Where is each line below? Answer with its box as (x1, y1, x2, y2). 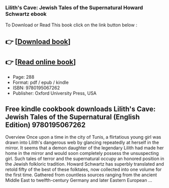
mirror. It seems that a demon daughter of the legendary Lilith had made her (5, 145, 164, 151)
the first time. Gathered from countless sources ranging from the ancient (5, 172, 157, 178)
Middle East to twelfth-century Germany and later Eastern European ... (5, 177, 152, 183)
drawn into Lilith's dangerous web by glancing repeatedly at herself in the (5, 139, 159, 146)
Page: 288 (12, 74, 35, 80)
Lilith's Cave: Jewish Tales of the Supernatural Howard (5, 4, 143, 11)
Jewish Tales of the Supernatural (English (5, 112, 140, 121)
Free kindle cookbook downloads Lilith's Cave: (5, 105, 156, 113)
